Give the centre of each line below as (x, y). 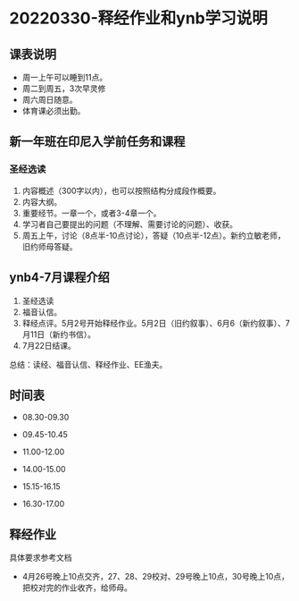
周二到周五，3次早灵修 (64, 89)
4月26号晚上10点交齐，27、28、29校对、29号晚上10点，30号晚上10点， (156, 577)
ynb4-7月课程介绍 (59, 278)
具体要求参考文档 (41, 558)
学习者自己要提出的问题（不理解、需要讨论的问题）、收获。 (130, 224)
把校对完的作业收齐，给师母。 (77, 588)
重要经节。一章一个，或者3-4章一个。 (91, 213)
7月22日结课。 (49, 345)
